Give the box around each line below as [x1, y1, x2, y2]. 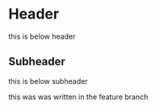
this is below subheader [8, 76, 88, 85]
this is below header [8, 31, 76, 41]
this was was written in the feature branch [8, 92, 149, 102]
